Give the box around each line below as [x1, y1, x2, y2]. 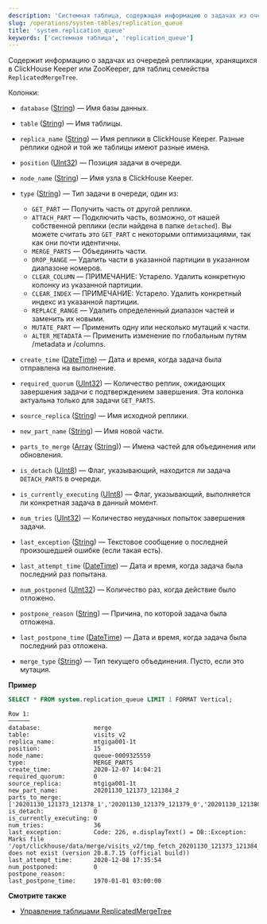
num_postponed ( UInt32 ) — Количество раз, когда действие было [19, 585, 237, 595]
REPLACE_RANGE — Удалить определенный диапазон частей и [31, 305, 234, 315]
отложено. [19, 593, 56, 603]
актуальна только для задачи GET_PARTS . [19, 395, 157, 406]
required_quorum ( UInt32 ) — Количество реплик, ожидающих [19, 379, 226, 388]
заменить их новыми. [31, 314, 106, 324]
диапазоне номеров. [31, 263, 103, 273]
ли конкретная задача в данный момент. [19, 498, 159, 507]
